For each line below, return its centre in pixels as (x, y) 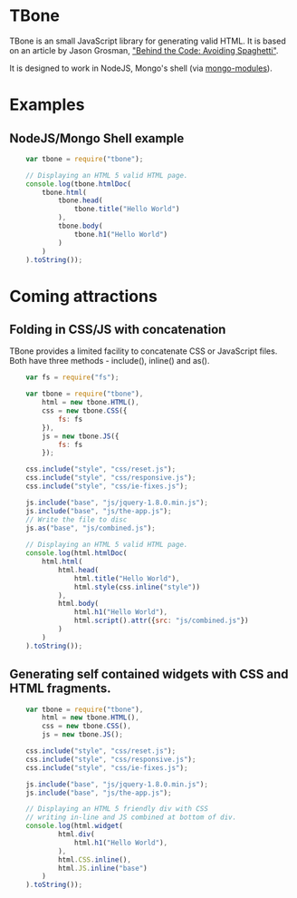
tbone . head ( (80, 200)
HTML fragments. (60, 689)
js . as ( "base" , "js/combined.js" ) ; (91, 528)
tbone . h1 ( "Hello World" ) (121, 234)
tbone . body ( (80, 226)
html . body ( (78, 604)
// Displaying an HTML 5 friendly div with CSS (117, 809)
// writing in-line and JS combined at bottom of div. (131, 817)
